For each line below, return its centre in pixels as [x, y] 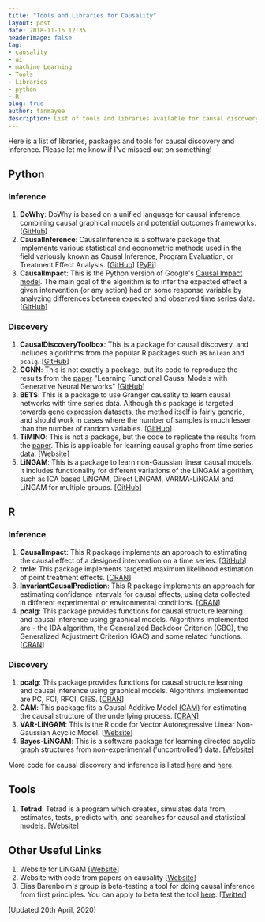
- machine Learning [40, 67]
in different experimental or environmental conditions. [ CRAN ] [120, 602]
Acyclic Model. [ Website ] [92, 732]
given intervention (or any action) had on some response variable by [131, 290]
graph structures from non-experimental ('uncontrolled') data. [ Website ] [137, 749]
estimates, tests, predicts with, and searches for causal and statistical [132, 817]
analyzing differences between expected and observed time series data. [137, 298]
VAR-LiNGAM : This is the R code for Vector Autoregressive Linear [127, 724]
